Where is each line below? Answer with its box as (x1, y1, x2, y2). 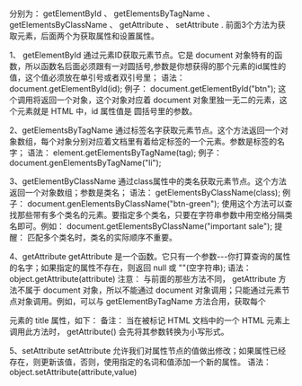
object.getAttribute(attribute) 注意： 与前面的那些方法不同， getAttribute (9, 274, 277, 285)
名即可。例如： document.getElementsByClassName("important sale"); (9, 221, 272, 232)
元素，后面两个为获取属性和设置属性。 (16, 31, 159, 41)
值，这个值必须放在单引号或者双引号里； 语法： (9, 72, 185, 83)
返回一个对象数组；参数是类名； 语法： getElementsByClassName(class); (9, 188, 281, 198)
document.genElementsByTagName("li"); (9, 157, 162, 169)
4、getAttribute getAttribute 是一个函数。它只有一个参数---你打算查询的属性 (9, 251, 291, 262)
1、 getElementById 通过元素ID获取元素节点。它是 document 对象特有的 (9, 49, 275, 61)
